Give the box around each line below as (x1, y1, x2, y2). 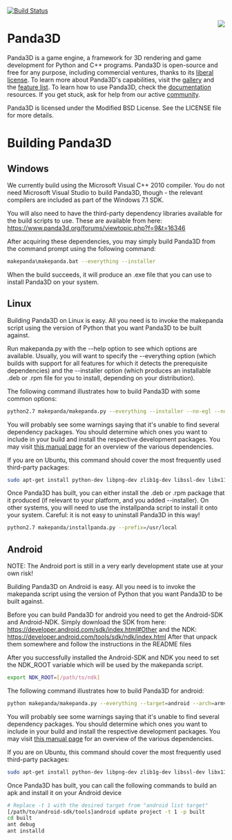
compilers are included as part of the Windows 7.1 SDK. (7, 196, 164, 204)
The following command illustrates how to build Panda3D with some (7, 387, 200, 395)
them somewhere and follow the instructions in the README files (7, 640, 192, 648)
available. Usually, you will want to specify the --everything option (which (7, 351, 216, 360)
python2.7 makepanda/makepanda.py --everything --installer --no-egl (7, 408, 212, 415)
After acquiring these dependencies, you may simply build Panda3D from (7, 237, 216, 245)
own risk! (7, 569, 33, 577)
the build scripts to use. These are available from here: (7, 216, 162, 225)
